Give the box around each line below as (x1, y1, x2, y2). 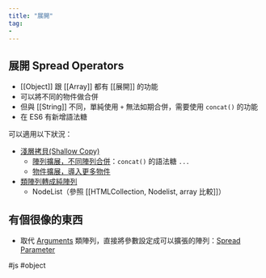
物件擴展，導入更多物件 (32, 166, 111, 176)
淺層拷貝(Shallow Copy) (19, 146, 100, 156)
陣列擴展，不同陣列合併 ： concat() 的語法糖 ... (32, 157, 190, 166)
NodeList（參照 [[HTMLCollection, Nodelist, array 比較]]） (32, 187, 226, 196)
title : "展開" (8, 11, 54, 20)
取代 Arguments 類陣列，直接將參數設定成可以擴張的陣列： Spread (19, 236, 241, 245)
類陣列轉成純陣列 (19, 177, 78, 187)
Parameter (19, 245, 56, 255)
